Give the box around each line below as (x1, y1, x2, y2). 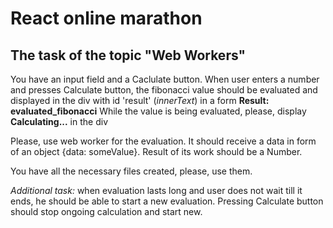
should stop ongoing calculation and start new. (10, 206, 203, 217)
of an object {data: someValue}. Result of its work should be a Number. (10, 146, 303, 157)
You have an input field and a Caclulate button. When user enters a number (10, 73, 320, 85)
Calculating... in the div (10, 116, 108, 127)
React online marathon (10, 7, 203, 30)
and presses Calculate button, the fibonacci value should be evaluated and (10, 84, 318, 96)
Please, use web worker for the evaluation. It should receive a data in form (10, 135, 317, 147)
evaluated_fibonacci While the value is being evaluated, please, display (10, 105, 307, 117)
